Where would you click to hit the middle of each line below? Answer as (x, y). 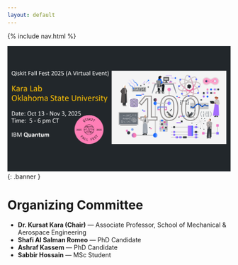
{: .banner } (24, 176)
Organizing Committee (75, 205)
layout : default (31, 15)
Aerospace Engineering (52, 232)
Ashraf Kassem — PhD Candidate (68, 247)
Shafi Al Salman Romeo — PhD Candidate (79, 239)
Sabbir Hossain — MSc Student (64, 254)
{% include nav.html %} (42, 36)
